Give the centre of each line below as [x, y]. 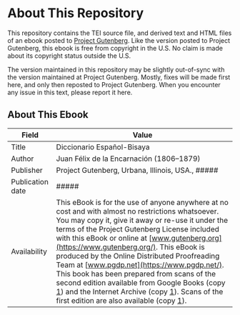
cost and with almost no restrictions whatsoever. [137, 211]
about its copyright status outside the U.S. [69, 56]
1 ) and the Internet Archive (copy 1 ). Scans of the [140, 291]
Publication [30, 181]
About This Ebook [48, 115]
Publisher [27, 170]
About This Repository [76, 13]
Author [22, 159]
